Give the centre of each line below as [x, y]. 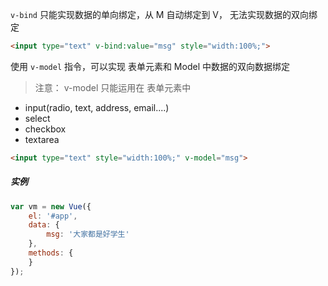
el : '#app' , [53, 216]
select [37, 118]
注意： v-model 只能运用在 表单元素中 [113, 87]
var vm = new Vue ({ [51, 206]
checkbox [45, 129]
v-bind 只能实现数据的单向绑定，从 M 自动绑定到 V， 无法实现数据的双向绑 [164, 14]
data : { [44, 225]
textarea [42, 139]
